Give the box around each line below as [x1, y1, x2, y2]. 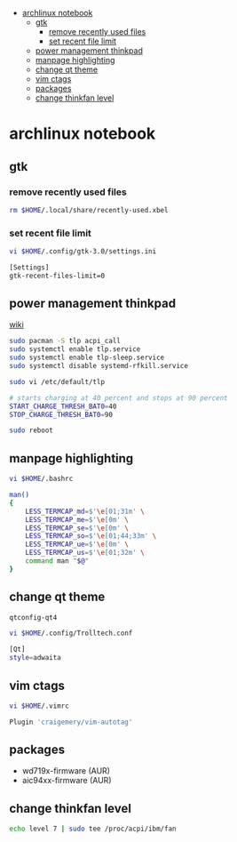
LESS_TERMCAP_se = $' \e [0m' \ [25, 524, 129, 533]
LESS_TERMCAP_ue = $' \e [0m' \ [25, 540, 129, 549]
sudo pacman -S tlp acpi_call [9, 337, 122, 346]
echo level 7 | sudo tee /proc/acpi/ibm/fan [9, 824, 177, 834]
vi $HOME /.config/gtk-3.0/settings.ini [9, 247, 157, 256]
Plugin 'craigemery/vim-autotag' [9, 718, 133, 726]
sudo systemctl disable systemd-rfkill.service [9, 362, 189, 371]
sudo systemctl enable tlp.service [9, 345, 141, 354]
